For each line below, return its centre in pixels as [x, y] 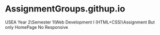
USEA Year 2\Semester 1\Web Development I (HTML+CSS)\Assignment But [80, 22]
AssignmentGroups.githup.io [65, 9]
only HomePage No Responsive [37, 27]
